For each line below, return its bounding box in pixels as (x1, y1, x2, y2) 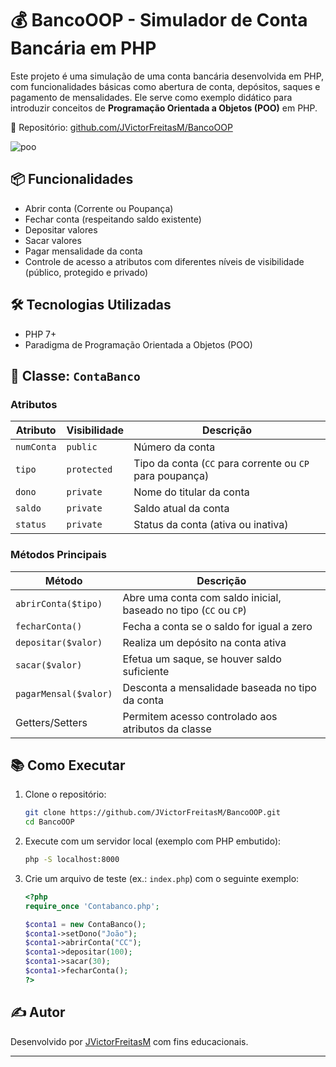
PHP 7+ (24, 328, 57, 340)
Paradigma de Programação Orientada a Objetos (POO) (24, 338, 253, 351)
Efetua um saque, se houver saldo (122, 652, 282, 666)
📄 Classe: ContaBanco (10, 367, 141, 384)
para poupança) (133, 469, 210, 483)
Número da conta (133, 440, 216, 454)
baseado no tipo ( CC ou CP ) (122, 603, 248, 617)
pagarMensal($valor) (15, 688, 113, 699)
